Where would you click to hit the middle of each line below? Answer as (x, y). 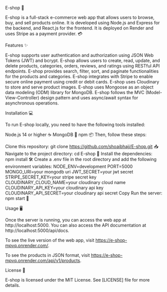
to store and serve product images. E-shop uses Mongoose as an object (79, 87)
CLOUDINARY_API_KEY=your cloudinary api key (54, 188)
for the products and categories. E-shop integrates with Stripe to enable (79, 76)
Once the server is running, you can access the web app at (66, 220)
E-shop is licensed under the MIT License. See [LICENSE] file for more (78, 280)
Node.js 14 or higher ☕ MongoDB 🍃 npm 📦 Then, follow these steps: (76, 134)
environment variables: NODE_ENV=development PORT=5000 (69, 166)
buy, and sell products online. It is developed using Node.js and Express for (83, 23)
